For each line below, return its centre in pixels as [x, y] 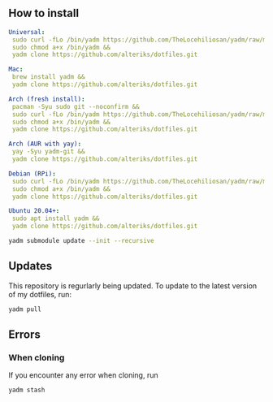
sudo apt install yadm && [56, 218]
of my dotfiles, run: [40, 294]
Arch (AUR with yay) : [45, 144]
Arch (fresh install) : [47, 99]
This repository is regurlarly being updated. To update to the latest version [133, 285]
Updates [30, 266]
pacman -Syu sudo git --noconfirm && [76, 106]
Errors [24, 335]
